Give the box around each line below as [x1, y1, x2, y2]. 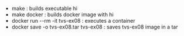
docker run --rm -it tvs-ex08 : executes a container [11, 17, 136, 24]
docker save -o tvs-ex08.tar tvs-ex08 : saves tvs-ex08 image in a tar [11, 23, 178, 30]
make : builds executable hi [11, 5, 78, 12]
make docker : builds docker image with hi [11, 11, 114, 18]
